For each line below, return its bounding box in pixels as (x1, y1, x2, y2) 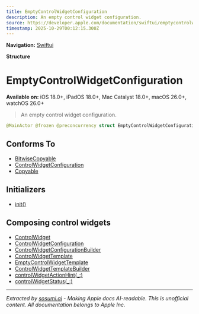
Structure (6, 53, 31, 60)
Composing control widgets (6, 218, 111, 228)
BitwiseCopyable (14, 155, 56, 162)
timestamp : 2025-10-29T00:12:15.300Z (6, 25, 99, 31)
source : (6, 20, 25, 26)
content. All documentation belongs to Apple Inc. (6, 301, 126, 308)
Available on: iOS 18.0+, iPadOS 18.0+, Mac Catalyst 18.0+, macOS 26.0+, (6, 93, 187, 101)
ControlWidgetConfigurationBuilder (14, 246, 101, 253)
